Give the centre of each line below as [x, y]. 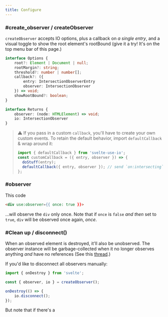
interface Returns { [27, 109]
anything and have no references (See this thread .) [58, 254]
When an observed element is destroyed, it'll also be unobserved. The [78, 244]
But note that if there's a [30, 310]
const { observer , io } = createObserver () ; [52, 282]
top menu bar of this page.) [33, 49]
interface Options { [27, 58]
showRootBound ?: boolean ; [41, 95]
